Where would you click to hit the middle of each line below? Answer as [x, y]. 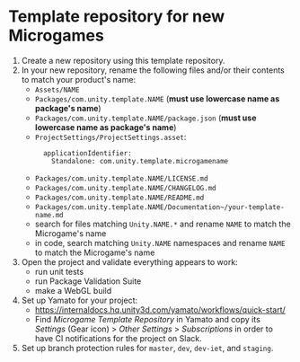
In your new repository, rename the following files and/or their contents [153, 70]
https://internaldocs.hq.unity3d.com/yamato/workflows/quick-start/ [160, 309]
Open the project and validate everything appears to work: [130, 261]
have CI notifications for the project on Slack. [119, 338]
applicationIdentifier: [87, 153]
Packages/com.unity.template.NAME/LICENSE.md [121, 178]
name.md [49, 215]
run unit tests [59, 271]
